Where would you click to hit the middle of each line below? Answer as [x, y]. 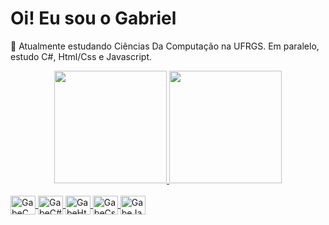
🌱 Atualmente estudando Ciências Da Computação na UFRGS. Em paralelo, [165, 46]
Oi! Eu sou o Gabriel [93, 18]
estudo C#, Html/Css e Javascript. [81, 56]
